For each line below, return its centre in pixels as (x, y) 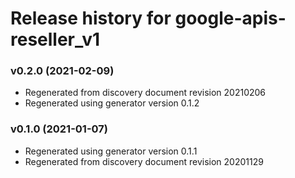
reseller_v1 (55, 39)
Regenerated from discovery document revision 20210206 (145, 93)
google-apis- (230, 18)
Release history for (91, 18)
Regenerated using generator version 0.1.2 (112, 103)
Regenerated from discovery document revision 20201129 (144, 161)
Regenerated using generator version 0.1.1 (111, 151)
